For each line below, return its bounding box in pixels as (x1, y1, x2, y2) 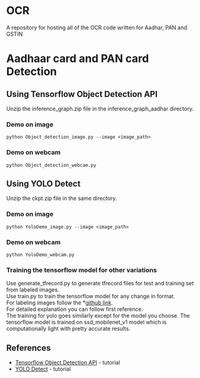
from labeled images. (6, 286, 60, 293)
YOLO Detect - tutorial (15, 365, 71, 373)
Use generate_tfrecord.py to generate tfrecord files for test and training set (6, 280, 194, 287)
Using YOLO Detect (6, 178, 81, 189)
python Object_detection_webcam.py (6, 162, 97, 168)
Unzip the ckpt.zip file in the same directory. (6, 194, 117, 202)
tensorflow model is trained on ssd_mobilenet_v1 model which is (6, 318, 167, 326)
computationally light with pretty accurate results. (6, 325, 131, 332)
